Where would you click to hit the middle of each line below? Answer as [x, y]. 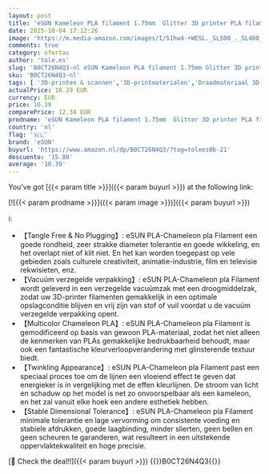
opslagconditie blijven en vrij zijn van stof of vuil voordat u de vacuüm [135, 305]
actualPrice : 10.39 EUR [48, 90]
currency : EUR [32, 98]
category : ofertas [39, 53]
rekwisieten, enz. [48, 270]
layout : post [30, 16]
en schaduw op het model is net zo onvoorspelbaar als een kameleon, [135, 393]
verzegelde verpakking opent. [69, 314]
